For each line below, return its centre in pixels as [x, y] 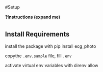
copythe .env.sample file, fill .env [39, 56]
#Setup [13, 7]
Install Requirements [37, 34]
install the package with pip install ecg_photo [51, 46]
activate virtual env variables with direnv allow [52, 65]
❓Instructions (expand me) [33, 17]
